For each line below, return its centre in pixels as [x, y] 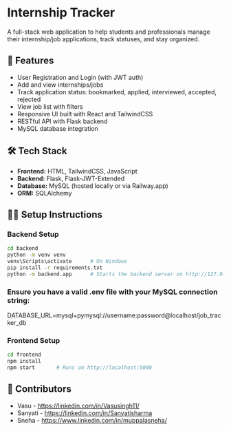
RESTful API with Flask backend [62, 121]
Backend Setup [33, 234]
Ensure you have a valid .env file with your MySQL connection [112, 292]
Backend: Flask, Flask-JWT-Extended [71, 178]
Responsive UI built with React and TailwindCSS [85, 114]
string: [19, 300]
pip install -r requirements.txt [55, 267]
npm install [24, 361]
